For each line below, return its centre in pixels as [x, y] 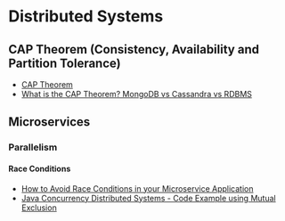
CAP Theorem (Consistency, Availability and [134, 49]
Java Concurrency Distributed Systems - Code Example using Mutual [149, 198]
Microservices [49, 122]
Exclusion [39, 208]
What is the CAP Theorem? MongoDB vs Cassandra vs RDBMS [137, 94]
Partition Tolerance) [65, 63]
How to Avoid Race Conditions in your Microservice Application [137, 188]
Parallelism [33, 147]
